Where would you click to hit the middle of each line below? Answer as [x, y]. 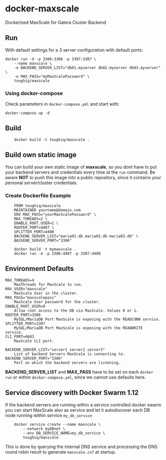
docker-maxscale [42, 9]
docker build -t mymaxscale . [45, 249]
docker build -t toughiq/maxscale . [52, 139]
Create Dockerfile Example [38, 196]
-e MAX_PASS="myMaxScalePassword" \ [52, 76]
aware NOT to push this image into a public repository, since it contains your [83, 177]
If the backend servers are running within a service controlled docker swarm [83, 404]
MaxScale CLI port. [34, 341]
